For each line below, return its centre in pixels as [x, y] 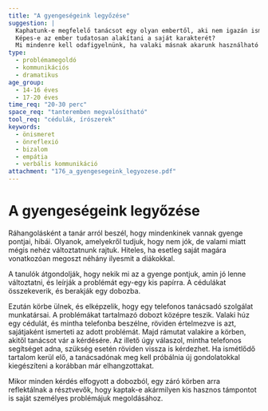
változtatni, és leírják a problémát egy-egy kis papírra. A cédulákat [117, 282]
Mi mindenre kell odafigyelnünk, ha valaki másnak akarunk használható [137, 45]
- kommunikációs [42, 68]
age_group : [26, 82]
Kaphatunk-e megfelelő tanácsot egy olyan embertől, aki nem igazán [132, 30]
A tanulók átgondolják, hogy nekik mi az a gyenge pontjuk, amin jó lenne [127, 274]
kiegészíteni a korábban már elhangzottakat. [81, 366]
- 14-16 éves [37, 90]
